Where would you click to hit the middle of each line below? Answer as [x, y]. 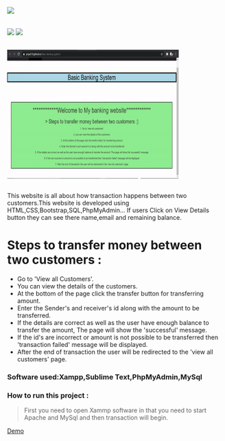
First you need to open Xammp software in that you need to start [115, 410]
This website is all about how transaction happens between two [97, 195]
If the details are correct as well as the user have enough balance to [113, 322]
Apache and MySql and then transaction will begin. [96, 418]
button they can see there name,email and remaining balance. [94, 217]
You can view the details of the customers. [78, 286]
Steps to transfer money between [105, 246]
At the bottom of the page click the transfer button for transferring [110, 293]
